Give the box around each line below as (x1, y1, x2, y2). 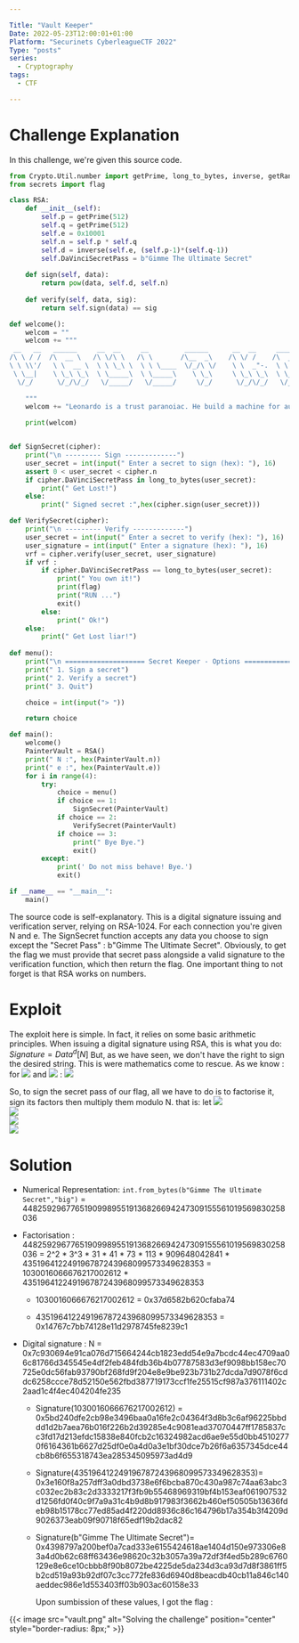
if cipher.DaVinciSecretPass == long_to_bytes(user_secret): (41, 566, 273, 575)
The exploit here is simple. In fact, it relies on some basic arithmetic (9, 1029, 256, 1039)
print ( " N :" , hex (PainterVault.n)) (25, 754, 162, 764)
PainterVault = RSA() (25, 747, 105, 756)
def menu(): (9, 649, 53, 658)
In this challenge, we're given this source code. (9, 154, 182, 165)
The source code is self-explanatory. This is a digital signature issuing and (9, 911, 282, 922)
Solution (9, 1155, 73, 1175)
